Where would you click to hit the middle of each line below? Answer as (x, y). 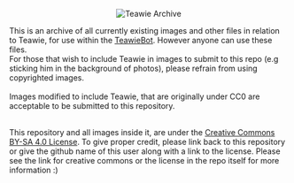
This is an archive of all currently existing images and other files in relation (145, 30)
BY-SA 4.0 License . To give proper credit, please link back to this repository (147, 142)
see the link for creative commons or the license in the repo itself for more (144, 160)
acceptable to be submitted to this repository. (92, 106)
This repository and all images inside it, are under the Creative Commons (142, 132)
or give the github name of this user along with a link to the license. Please (145, 151)
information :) (34, 170)
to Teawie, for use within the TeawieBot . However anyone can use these (141, 40)
